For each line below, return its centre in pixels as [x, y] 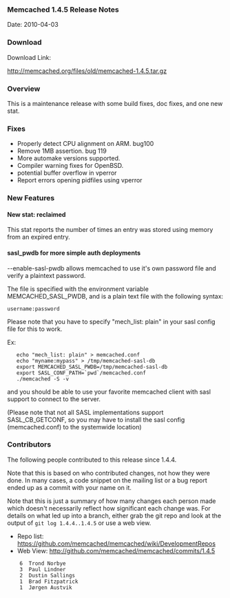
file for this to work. [35, 329]
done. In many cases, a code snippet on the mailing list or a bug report [107, 480]
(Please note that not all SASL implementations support [85, 412]
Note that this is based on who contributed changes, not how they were [108, 473]
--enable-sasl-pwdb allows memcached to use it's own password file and [112, 268]
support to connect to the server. [54, 399]
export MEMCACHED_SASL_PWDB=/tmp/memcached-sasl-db [92, 367]
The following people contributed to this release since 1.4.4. [92, 460]
